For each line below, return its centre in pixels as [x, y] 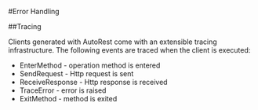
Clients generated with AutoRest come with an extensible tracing [113, 42]
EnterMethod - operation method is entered [90, 65]
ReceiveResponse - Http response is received [93, 82]
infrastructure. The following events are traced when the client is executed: [129, 50]
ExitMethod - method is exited [68, 99]
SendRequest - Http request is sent [76, 73]
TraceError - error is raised [63, 90]
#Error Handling [34, 11]
